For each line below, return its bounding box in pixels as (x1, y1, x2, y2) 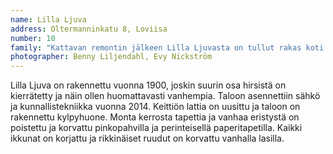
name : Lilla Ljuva (10, 14, 87, 25)
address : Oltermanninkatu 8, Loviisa (10, 24, 168, 34)
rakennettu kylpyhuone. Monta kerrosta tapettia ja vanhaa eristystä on (10, 111, 300, 123)
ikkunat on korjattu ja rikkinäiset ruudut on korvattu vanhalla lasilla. (10, 132, 285, 145)
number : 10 (10, 33, 56, 43)
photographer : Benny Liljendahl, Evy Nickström (10, 52, 213, 62)
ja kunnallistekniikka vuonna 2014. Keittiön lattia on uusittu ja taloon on (10, 101, 301, 113)
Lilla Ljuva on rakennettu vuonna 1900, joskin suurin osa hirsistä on (10, 79, 287, 91)
